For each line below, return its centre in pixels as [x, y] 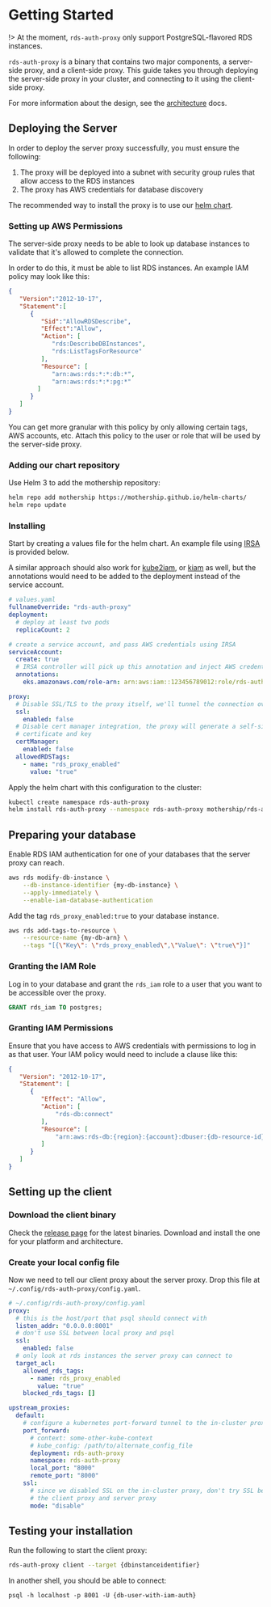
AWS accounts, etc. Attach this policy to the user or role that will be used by [134, 435]
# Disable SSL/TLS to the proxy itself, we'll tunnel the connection [135, 704]
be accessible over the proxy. [57, 992]
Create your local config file [64, 1262]
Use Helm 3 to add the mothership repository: [85, 483]
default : [30, 1416]
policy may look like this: [49, 277]
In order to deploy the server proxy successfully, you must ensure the [124, 148]
